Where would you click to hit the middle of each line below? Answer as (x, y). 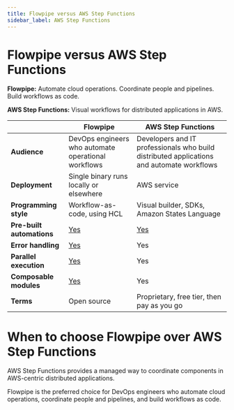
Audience (27, 152)
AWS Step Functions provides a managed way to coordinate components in (116, 371)
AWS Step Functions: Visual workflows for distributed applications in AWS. (115, 110)
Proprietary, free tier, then (179, 297)
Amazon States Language (179, 214)
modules (25, 286)
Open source (90, 301)
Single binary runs (98, 177)
